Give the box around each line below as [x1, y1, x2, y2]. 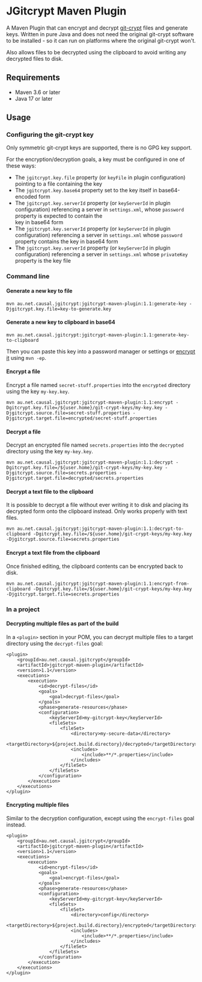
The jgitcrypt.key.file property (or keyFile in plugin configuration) [14, 174, 186, 181]
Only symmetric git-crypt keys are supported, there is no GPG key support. [6, 144, 192, 151]
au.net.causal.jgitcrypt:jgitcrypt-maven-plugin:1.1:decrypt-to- [17, 526, 185, 532]
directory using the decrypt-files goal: [6, 640, 103, 647]
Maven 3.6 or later [14, 89, 61, 96]
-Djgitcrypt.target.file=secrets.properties [6, 591, 120, 597]
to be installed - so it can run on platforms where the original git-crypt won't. [6, 37, 196, 44]
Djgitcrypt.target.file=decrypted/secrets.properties [6, 475, 144, 482]
